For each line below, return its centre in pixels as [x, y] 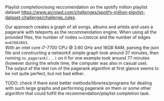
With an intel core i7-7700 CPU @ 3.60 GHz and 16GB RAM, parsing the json [82, 48]
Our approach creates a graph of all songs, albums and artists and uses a [79, 27]
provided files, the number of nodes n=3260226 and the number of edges [78, 37]
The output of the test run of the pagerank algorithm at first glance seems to [82, 68]
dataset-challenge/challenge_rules [40, 17]
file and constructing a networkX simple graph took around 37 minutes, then [82, 53]
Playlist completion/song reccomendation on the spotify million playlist [76, 7]
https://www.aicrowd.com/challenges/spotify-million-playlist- [83, 12]
